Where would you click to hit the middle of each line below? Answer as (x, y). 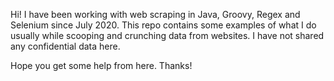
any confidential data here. (65, 46)
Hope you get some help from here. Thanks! (101, 65)
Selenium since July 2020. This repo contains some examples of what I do (163, 25)
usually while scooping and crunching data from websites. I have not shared (167, 35)
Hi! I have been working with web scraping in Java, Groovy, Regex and (155, 14)
